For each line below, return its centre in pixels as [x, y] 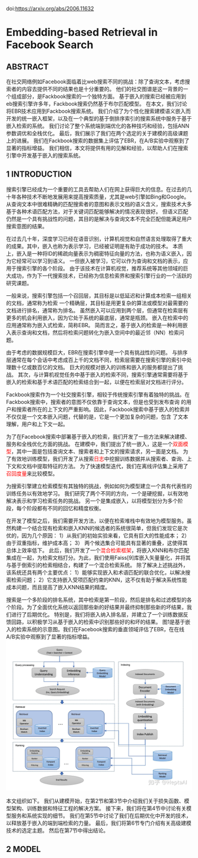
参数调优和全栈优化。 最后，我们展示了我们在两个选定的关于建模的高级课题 [97, 133]
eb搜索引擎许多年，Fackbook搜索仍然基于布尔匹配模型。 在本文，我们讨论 [97, 104]
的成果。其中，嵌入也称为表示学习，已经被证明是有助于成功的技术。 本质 [95, 246]
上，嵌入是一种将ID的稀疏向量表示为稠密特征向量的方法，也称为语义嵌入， [96, 253]
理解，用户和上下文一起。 [37, 424]
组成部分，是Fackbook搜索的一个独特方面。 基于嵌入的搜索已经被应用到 [99, 96]
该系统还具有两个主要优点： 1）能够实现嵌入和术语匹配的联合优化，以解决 [96, 572]
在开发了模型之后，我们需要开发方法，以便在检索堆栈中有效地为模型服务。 [96, 521]
